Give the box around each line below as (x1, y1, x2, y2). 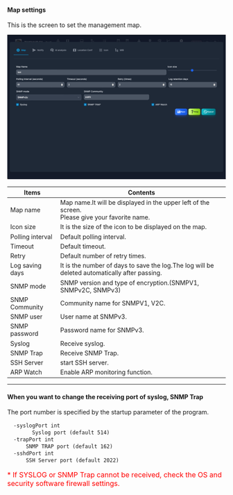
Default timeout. (60, 242, 106, 250)
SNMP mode (10, 282, 46, 291)
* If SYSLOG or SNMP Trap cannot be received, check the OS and (7, 470, 222, 480)
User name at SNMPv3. (60, 312, 127, 321)
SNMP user (10, 312, 43, 321)
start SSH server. (60, 358, 110, 367)
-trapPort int (13, 436, 54, 444)
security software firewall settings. (7, 479, 120, 489)
